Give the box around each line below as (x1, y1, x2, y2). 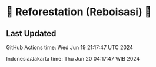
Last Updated (6, 29, 57, 38)
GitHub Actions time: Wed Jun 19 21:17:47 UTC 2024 (6, 44, 134, 51)
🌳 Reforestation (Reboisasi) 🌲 (6, 5, 152, 19)
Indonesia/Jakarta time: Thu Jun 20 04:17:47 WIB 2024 (6, 55, 140, 62)
